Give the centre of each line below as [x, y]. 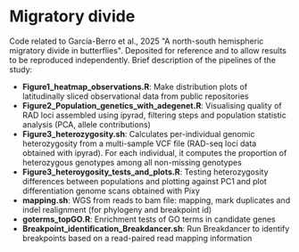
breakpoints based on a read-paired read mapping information [137, 238]
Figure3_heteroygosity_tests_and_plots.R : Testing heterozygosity [145, 172]
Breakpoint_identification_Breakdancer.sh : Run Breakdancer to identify [156, 228]
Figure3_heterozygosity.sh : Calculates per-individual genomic [138, 134]
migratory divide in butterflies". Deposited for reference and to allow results [148, 50]
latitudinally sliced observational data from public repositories [135, 96]
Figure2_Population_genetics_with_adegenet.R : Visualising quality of [152, 105]
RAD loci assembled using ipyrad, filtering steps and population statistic [154, 115]
